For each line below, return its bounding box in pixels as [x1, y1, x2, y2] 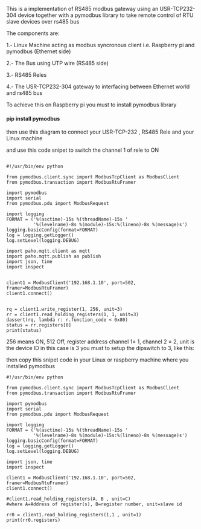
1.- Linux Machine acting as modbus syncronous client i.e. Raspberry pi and [6, 42, 195, 48]
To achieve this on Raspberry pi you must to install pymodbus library [6, 101, 177, 108]
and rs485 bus [6, 89, 43, 96]
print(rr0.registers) [6, 517, 61, 524]
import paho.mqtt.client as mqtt [6, 248, 91, 255]
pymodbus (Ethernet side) [6, 48, 71, 55]
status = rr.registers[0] [6, 322, 71, 328]
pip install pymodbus [6, 115, 60, 122]
